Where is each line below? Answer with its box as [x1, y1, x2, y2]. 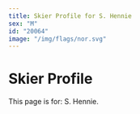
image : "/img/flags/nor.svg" [8, 34, 107, 43]
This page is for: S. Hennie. [8, 97, 100, 107]
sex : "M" [8, 20, 38, 28]
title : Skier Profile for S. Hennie [8, 11, 132, 20]
